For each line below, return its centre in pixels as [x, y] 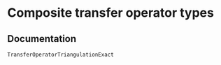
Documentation [42, 39]
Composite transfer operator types [111, 13]
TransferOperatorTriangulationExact [60, 55]
